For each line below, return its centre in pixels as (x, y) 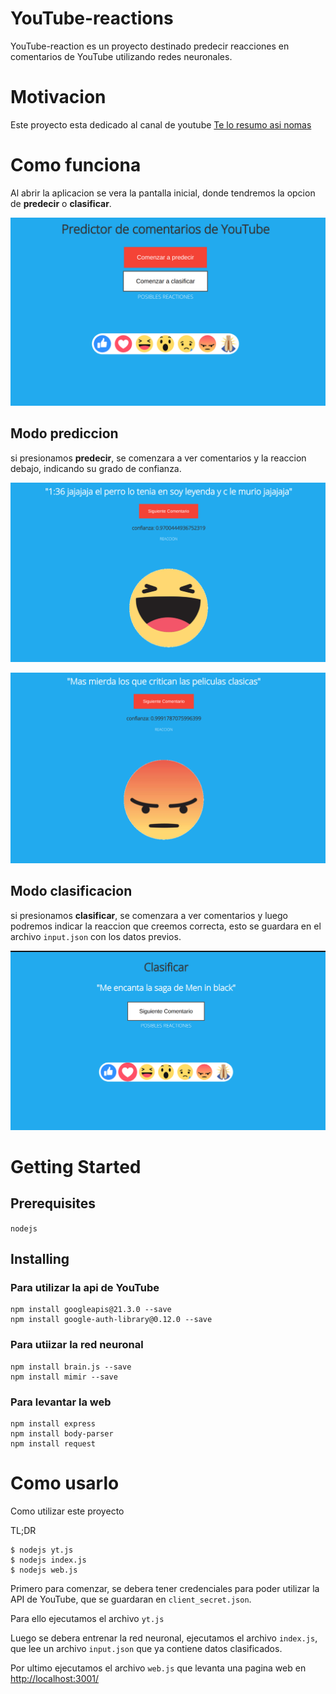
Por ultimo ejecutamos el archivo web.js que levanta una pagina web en (158, 1668)
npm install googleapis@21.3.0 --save (91, 1310)
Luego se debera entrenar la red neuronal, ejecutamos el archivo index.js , (164, 1638)
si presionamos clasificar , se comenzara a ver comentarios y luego (149, 915)
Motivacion (58, 97)
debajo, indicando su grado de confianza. (96, 468)
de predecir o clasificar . (61, 203)
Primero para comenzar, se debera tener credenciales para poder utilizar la (165, 1588)
